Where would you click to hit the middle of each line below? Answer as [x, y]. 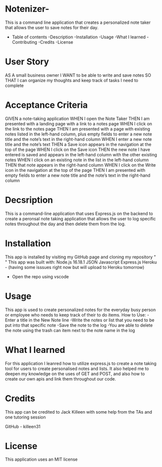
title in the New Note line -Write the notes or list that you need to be [87, 320]
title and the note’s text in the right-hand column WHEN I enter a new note [79, 139]
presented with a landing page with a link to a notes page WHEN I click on [79, 124]
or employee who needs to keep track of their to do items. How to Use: [75, 315]
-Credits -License [56, 42]
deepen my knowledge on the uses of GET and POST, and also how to [75, 374]
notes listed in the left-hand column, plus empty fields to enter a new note [79, 134]
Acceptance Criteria [46, 105]
